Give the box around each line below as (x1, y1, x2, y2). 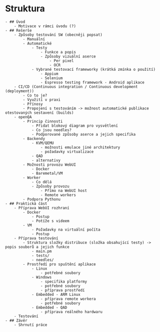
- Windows (31, 275, 52, 280)
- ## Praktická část (5, 201, 48, 206)
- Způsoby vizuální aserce (40, 54, 96, 59)
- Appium (40, 71, 58, 76)
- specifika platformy (40, 279, 87, 284)
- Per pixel (49, 58, 74, 63)
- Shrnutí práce (14, 322, 48, 327)
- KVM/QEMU (31, 141, 54, 145)
